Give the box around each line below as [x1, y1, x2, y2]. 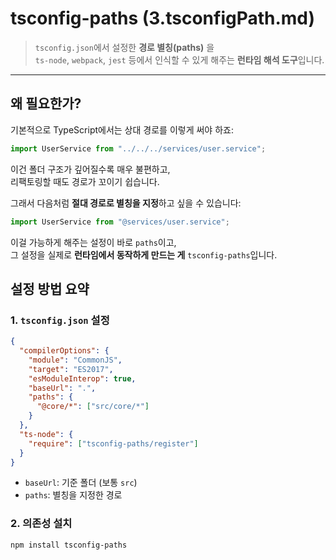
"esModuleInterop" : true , [28, 373, 137, 384]
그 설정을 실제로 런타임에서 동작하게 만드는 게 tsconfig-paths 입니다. [10, 248, 278, 261]
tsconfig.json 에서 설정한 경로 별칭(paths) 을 [34, 41, 215, 53]
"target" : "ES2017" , [28, 364, 114, 374]
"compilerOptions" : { [19, 346, 110, 356]
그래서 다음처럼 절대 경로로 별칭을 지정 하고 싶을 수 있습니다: [10, 197, 242, 209]
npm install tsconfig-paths [10, 540, 128, 550]
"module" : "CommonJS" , [28, 355, 123, 365]
